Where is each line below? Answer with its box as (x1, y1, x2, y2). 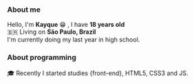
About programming (7, 53, 77, 63)
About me (7, 5, 41, 14)
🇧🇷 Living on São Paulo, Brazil (7, 28, 96, 36)
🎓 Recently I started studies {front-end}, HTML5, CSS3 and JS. (7, 69, 188, 77)
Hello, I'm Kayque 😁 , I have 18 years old (7, 21, 125, 29)
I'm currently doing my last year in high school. (7, 36, 140, 44)
